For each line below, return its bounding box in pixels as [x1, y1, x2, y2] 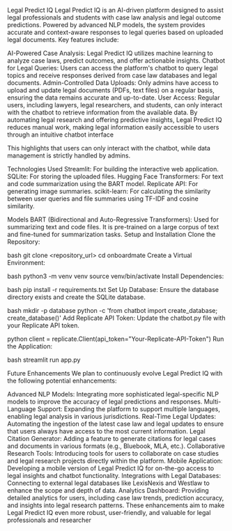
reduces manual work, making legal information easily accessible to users [7, 123, 219, 131]
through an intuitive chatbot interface [7, 130, 114, 139]
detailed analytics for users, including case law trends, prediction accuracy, [7, 494, 224, 502]
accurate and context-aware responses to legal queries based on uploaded [7, 28, 224, 36]
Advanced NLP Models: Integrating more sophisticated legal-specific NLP [7, 390, 219, 398]
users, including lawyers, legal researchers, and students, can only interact [7, 101, 223, 109]
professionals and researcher [7, 516, 92, 524]
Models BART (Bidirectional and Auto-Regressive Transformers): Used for [7, 215, 219, 224]
